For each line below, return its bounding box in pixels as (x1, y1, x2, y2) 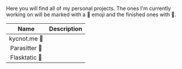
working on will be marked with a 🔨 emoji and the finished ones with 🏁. (6, 11, 177, 18)
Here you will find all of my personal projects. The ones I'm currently (6, 5, 171, 12)
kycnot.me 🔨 (9, 35, 44, 42)
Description (49, 25, 83, 32)
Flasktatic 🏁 (10, 53, 43, 61)
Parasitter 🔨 (10, 44, 43, 52)
